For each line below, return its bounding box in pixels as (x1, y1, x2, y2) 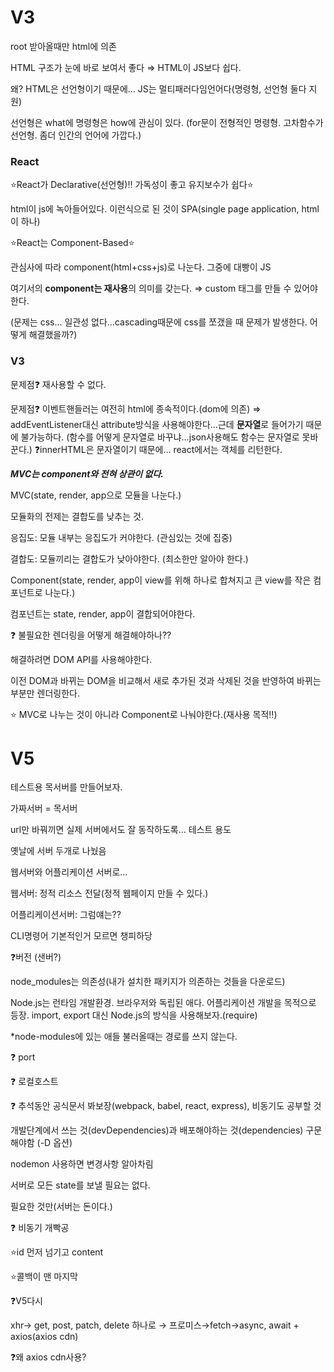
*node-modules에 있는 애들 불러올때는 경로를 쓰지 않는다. (10, 1031, 238, 1043)
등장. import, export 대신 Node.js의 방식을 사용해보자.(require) (10, 1009, 258, 1021)
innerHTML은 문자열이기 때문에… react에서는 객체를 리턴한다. (39, 443, 283, 455)
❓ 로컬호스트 (10, 1076, 59, 1088)
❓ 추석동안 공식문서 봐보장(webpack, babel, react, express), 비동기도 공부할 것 (10, 1100, 322, 1112)
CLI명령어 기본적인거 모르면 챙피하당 (10, 930, 153, 942)
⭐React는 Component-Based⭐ (10, 237, 135, 249)
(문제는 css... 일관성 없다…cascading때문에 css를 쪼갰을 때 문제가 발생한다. (10, 316, 308, 328)
